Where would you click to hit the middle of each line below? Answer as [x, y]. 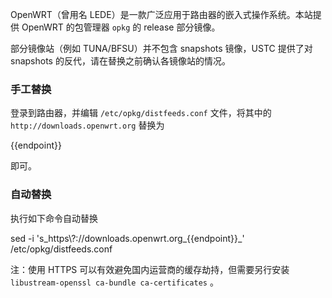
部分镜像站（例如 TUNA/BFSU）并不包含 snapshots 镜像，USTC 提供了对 [161, 48]
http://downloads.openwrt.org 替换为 [87, 125]
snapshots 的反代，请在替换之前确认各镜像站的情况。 [120, 61]
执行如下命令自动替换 [54, 218]
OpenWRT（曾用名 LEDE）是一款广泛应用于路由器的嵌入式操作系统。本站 [161, 14]
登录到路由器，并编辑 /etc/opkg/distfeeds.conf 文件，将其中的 [141, 113]
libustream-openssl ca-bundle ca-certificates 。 [114, 282]
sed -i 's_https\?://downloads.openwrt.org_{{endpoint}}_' [127, 238]
